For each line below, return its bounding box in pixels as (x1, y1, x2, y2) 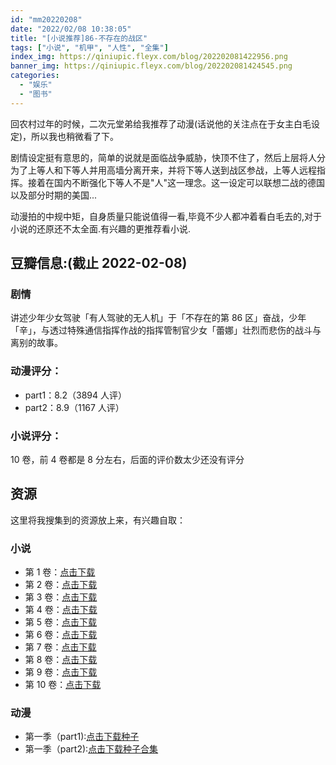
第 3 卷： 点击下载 (24, 591, 98, 603)
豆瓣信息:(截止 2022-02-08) (10, 255, 188, 272)
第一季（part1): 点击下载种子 (24, 731, 140, 743)
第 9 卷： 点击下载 (24, 666, 98, 678)
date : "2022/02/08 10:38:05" (10, 24, 132, 34)
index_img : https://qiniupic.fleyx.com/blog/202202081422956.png (10, 52, 288, 62)
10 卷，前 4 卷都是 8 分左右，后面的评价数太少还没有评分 (10, 453, 245, 465)
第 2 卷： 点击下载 (24, 579, 98, 591)
